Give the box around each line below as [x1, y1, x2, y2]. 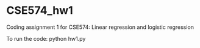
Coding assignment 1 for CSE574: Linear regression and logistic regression [6, 23, 194, 31]
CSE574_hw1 [6, 4, 73, 17]
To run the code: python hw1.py [6, 35, 86, 42]
